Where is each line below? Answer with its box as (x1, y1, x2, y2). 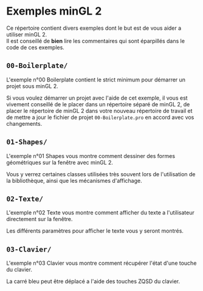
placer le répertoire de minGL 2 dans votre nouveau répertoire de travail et (6, 107, 193, 114)
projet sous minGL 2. (6, 82, 59, 89)
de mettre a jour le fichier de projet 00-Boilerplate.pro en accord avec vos (6, 114, 194, 121)
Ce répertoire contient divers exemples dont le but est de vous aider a (6, 24, 182, 32)
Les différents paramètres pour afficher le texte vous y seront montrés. (6, 227, 184, 235)
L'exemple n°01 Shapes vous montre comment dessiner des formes (6, 152, 175, 159)
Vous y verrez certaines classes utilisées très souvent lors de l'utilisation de (6, 170, 196, 177)
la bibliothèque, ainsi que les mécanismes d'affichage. (6, 177, 142, 184)
